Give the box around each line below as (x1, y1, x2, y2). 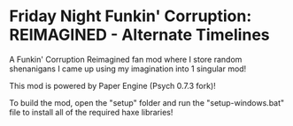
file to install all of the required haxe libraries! (9, 107, 173, 117)
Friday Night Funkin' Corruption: (9, 6, 252, 26)
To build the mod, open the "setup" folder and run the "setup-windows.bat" (9, 97, 285, 107)
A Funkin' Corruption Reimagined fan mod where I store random (9, 54, 243, 64)
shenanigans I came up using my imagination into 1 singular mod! (9, 63, 247, 74)
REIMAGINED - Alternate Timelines (9, 25, 270, 45)
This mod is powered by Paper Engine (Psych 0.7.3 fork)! (9, 80, 217, 91)
